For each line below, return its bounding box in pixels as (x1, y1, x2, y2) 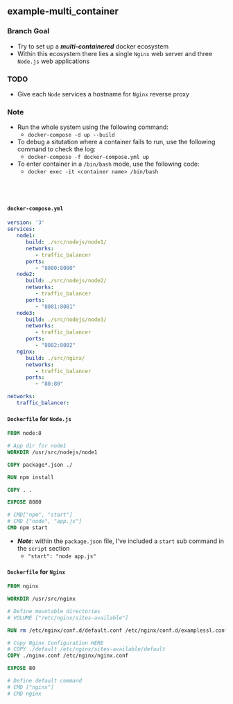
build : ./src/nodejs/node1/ (25, 239, 107, 246)
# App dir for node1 (7, 443, 67, 449)
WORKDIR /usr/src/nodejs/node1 (7, 449, 98, 456)
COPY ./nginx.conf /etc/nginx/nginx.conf (7, 652, 129, 660)
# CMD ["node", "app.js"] (7, 518, 82, 525)
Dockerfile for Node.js (7, 414, 71, 422)
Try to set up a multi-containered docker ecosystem (17, 42, 169, 51)
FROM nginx (7, 583, 39, 590)
